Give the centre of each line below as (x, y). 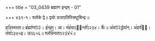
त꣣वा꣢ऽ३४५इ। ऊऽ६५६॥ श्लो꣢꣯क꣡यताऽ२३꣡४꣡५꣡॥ (41, 33)
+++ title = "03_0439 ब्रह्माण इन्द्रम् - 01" (43, 7)
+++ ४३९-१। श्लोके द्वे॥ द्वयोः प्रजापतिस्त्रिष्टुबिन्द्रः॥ (47, 17)
